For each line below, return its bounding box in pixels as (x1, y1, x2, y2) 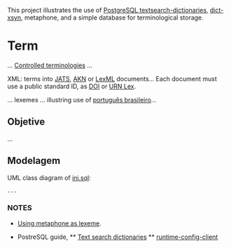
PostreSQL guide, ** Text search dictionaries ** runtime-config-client (17, 233, 218, 241)
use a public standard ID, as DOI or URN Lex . (7, 82, 136, 90)
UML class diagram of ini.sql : (7, 173, 91, 181)
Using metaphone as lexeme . (17, 219, 101, 227)
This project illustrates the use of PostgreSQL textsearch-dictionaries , (7, 6, 209, 14)
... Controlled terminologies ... (7, 61, 93, 69)
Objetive (7, 116, 45, 128)
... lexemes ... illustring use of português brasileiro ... (7, 95, 157, 104)
